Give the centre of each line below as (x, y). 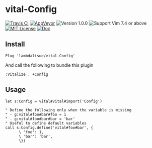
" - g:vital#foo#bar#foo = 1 (36, 114)
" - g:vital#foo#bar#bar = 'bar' (40, 119)
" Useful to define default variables (46, 123)
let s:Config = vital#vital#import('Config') (54, 101)
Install (15, 44)
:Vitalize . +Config (27, 74)
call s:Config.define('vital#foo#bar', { (49, 127)
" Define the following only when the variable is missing (68, 110)
